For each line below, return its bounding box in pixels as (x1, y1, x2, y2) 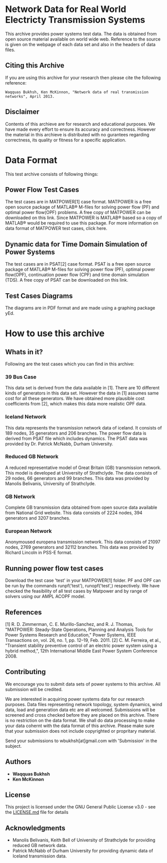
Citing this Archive (5, 61, 64, 70)
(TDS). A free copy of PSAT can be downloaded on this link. (5, 277, 128, 283)
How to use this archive (5, 328, 105, 339)
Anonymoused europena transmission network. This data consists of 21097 (5, 539, 161, 545)
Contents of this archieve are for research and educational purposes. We (5, 121, 155, 127)
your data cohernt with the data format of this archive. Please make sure (5, 723, 154, 729)
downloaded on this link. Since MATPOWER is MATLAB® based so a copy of (5, 214, 162, 221)
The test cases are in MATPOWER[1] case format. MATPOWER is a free (5, 199, 151, 205)
